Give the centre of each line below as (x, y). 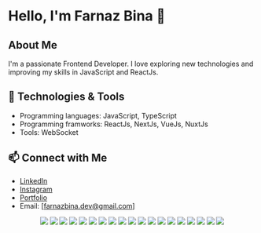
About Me (33, 45)
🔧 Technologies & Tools (66, 97)
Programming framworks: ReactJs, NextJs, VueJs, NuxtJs (114, 124)
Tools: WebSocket (49, 132)
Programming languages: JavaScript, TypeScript (98, 115)
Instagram (36, 189)
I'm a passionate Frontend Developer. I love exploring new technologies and (131, 64)
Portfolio (33, 197)
